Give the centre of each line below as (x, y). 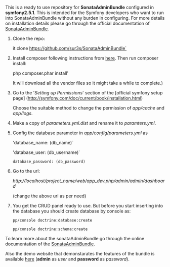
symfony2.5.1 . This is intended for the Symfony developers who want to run (85, 13)
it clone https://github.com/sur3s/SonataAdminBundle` (70, 48)
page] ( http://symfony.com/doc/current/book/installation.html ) (78, 98)
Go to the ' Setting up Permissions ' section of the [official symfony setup (88, 93)
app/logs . (23, 113)
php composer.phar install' (40, 73)
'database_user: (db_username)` (46, 152)
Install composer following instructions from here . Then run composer (86, 58)
